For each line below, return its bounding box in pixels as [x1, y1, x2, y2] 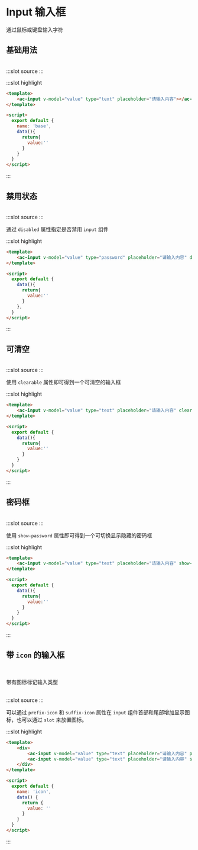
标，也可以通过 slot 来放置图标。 [6, 716, 87, 723]
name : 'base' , [17, 123, 51, 129]
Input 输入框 [6, 5, 66, 19]
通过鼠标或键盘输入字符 [6, 26, 63, 33]
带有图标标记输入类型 [6, 678, 58, 685]
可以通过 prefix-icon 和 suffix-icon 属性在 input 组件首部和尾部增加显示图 [6, 708, 190, 716]
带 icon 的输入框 [6, 650, 65, 660]
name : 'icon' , [17, 788, 51, 794]
